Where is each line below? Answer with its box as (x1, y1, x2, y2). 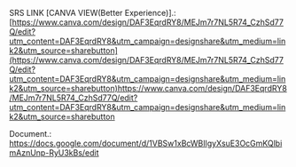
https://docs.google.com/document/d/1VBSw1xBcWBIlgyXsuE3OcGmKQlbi (9, 138, 283, 148)
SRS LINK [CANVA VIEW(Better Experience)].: (9, 8, 176, 18)
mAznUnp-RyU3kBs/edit (9, 147, 99, 158)
